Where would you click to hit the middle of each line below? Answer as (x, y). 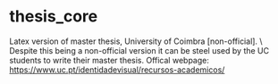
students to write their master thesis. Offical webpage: (110, 60)
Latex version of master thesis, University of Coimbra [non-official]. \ (136, 41)
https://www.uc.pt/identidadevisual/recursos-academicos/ (117, 70)
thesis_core (54, 17)
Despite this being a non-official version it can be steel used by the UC (139, 50)
